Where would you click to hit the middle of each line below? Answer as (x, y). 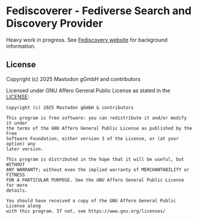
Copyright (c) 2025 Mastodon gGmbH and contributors (74, 79)
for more (17, 185)
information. (21, 46)
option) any (21, 144)
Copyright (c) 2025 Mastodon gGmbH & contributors (70, 108)
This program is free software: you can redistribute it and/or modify (96, 118)
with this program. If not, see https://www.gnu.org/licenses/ (86, 211)
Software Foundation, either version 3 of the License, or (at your (92, 138)
